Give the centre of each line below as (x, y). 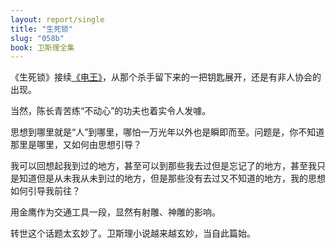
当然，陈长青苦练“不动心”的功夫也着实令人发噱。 (111, 111)
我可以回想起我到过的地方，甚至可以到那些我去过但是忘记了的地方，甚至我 (163, 166)
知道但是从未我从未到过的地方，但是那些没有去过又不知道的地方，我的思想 (172, 178)
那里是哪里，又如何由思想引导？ (76, 145)
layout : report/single (57, 19)
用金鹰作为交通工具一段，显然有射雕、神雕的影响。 (115, 212)
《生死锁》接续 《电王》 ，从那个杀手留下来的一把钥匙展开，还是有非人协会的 (166, 77)
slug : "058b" (37, 38)
